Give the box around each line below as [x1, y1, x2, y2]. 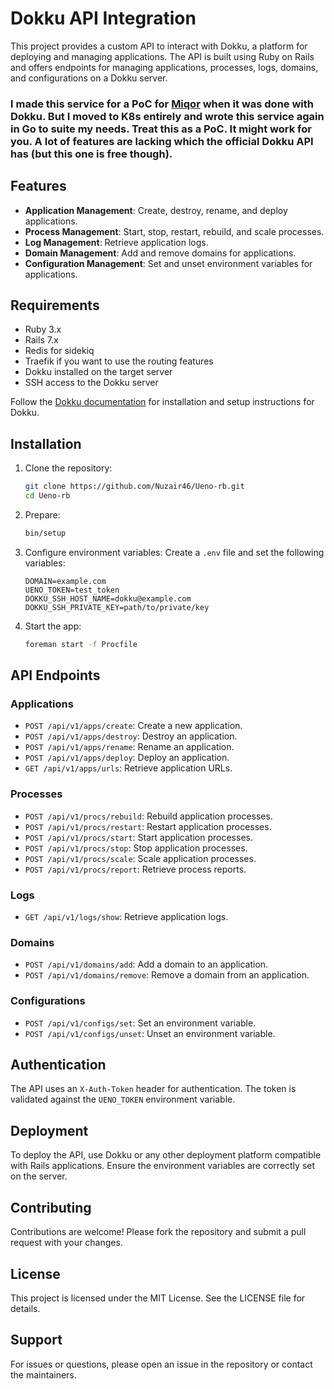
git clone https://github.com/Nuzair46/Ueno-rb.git [24, 482, 245, 492]
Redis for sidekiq [24, 345, 95, 357]
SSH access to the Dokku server [24, 377, 159, 389]
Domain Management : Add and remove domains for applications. [24, 247, 297, 259]
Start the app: [24, 620, 82, 632]
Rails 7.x [24, 334, 59, 346]
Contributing [10, 1199, 92, 1216]
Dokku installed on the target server [24, 366, 173, 378]
